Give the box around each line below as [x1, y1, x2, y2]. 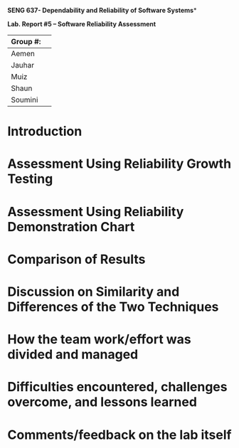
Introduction [7, 124, 83, 139]
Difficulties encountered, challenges [7, 379, 228, 395]
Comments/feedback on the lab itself [7, 427, 232, 443]
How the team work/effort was [7, 331, 191, 348]
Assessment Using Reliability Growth [7, 156, 232, 172]
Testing [7, 171, 53, 187]
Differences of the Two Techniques [7, 299, 219, 315]
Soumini [11, 95, 38, 105]
